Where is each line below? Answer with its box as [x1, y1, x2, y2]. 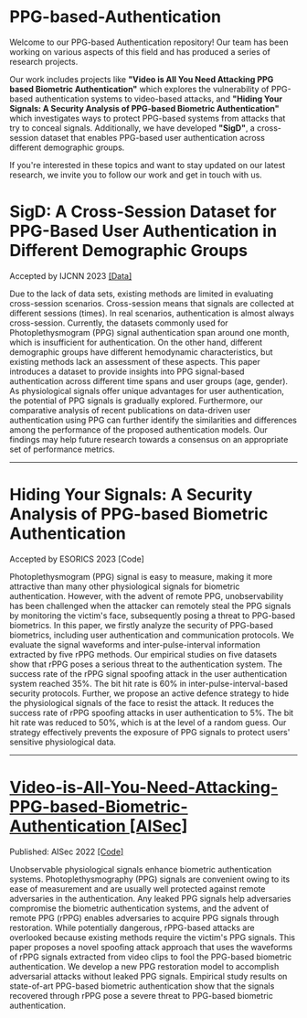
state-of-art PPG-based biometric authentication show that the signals [9, 980, 275, 991]
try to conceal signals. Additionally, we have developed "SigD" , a [9, 122, 256, 134]
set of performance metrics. [9, 444, 116, 455]
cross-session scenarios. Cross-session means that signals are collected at [9, 297, 294, 308]
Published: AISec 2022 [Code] [9, 846, 124, 857]
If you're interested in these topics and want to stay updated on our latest [9, 159, 286, 170]
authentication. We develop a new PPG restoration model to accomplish [9, 960, 280, 971]
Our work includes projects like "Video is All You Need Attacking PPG [9, 73, 274, 84]
